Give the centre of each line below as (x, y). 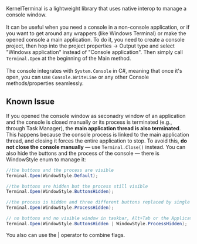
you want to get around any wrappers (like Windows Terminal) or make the (96, 33)
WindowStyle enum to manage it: (46, 159)
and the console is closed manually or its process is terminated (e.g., (89, 122)
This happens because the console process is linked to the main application (98, 134)
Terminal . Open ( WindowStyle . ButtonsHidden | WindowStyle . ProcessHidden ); (97, 223)
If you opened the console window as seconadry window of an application (96, 116)
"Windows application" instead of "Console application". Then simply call (94, 52)
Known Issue (30, 102)
